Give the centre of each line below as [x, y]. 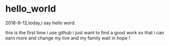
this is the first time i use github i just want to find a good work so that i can [85, 32]
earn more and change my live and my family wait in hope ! [68, 38]
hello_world [31, 9]
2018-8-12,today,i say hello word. [41, 23]
